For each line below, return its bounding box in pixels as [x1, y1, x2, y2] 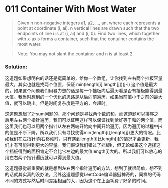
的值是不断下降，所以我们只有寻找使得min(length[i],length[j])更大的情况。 [5, 130, 157, 136]
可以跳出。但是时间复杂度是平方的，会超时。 [18, 100, 110, 106]
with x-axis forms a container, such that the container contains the [17, 36, 154, 42]
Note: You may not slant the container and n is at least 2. [17, 51, 134, 57]
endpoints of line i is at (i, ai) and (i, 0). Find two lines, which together [17, 30, 160, 36]
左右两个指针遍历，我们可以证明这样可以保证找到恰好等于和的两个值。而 [13, 117, 163, 123]
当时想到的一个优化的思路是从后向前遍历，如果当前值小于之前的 [22, 94, 154, 100]
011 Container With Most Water [5, 3, 136, 15]
